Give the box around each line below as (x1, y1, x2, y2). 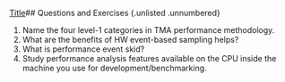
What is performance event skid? (22, 44, 145, 54)
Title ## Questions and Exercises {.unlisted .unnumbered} (9, 8, 221, 18)
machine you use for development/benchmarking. (22, 62, 208, 73)
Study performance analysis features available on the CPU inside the (22, 53, 277, 63)
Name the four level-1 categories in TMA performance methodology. (22, 25, 275, 35)
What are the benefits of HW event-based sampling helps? (22, 35, 239, 45)
